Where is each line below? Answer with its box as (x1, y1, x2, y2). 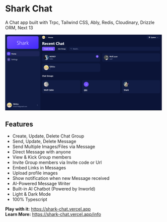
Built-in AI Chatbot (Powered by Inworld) (12, 186, 95, 192)
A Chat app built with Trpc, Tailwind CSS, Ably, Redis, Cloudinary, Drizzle (5, 19, 155, 25)
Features (5, 120, 33, 128)
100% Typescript (12, 197, 47, 203)
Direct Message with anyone (12, 149, 71, 155)
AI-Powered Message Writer (12, 181, 71, 187)
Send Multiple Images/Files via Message (12, 144, 95, 149)
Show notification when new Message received (12, 175, 110, 181)
